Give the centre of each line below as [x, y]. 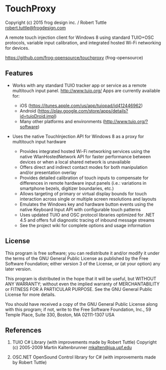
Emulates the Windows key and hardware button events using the [86, 204]
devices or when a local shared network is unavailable [75, 162]
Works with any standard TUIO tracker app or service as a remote [80, 85]
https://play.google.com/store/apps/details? [83, 111]
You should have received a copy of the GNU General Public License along [81, 304]
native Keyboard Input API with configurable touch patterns [80, 209]
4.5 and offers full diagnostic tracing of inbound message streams [87, 220]
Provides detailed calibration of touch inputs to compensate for [84, 178]
